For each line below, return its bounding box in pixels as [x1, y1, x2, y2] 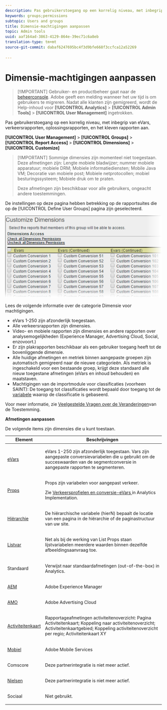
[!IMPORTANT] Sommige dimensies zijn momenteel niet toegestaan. [17, 154, 157, 160]
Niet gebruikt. [45, 693, 73, 699]
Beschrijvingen [86, 437, 118, 443]
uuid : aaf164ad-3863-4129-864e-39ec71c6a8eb [5, 34, 99, 39]
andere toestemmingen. [17, 191, 67, 197]
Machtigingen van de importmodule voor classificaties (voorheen [12, 381, 146, 387]
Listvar [7, 542, 21, 548]
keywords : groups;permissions [5, 13, 68, 18]
